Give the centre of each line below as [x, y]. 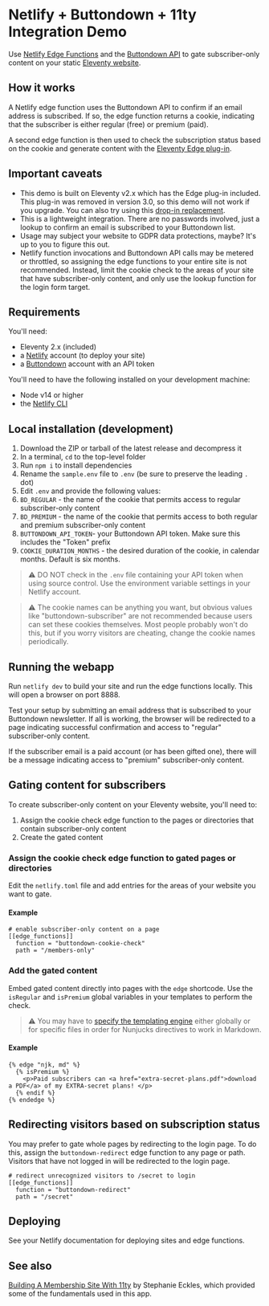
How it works [42, 88]
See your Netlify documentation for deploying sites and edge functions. [126, 1241]
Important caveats [55, 174]
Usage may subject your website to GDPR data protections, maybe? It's [138, 235]
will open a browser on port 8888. [64, 695]
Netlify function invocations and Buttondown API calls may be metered [137, 253]
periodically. [48, 642]
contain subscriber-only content [73, 828]
